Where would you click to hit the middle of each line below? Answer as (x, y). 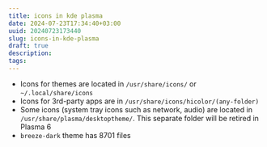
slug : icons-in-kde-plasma (54, 38)
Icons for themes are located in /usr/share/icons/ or (108, 84)
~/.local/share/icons (56, 93)
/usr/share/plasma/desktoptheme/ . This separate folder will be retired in (139, 118)
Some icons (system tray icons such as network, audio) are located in (136, 109)
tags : (17, 61)
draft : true (28, 46)
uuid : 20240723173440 (45, 31)
